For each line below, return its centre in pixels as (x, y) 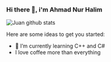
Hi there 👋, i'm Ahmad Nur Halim (54, 10)
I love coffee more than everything (58, 52)
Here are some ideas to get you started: (56, 34)
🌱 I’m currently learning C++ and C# (60, 46)
